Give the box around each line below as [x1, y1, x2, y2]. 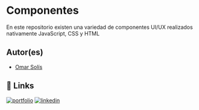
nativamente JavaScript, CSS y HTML [6, 29, 100, 37]
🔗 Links [6, 81, 34, 91]
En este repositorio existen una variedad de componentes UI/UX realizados [6, 23, 193, 31]
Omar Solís [14, 63, 43, 70]
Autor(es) [6, 47, 43, 58]
